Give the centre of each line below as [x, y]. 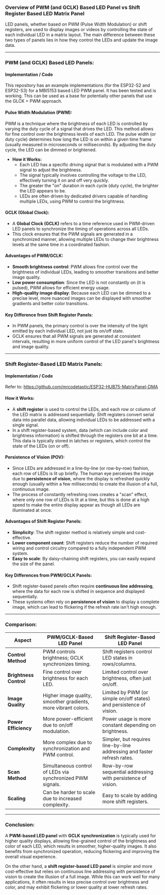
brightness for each [65, 678]
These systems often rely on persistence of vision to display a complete [86, 602]
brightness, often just [127, 678]
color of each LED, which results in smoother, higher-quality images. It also [81, 846]
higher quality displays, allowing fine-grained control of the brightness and [81, 841]
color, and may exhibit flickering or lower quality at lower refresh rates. [77, 887]
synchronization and [66, 748]
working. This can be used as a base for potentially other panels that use [79, 96]
